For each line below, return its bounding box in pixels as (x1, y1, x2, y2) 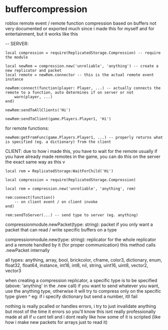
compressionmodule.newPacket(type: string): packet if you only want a (5, 221, 153, 227)
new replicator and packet (5, 68, 62, 73)
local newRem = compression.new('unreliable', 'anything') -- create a (5, 63, 158, 68)
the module (5, 54, 28, 60)
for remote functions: (5, 125, 49, 131)
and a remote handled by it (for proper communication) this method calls (5, 241, 156, 247)
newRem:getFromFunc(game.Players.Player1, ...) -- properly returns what (5, 135, 163, 140)
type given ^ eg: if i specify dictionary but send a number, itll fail (5, 293, 138, 299)
